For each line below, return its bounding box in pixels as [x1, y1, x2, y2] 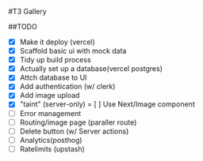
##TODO [8, 22, 37, 31]
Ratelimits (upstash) [19, 144, 86, 153]
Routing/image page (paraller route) [19, 118, 137, 127]
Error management [19, 108, 82, 118]
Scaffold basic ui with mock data [19, 47, 127, 56]
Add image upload [19, 91, 80, 100]
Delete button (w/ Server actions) [19, 126, 129, 136]
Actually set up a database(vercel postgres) [19, 64, 163, 73]
